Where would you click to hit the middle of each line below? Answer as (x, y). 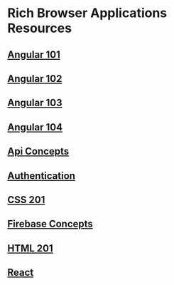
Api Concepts (38, 151)
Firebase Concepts (50, 224)
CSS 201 (26, 200)
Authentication (42, 176)
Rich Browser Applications (87, 13)
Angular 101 (34, 55)
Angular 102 (35, 79)
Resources (40, 28)
